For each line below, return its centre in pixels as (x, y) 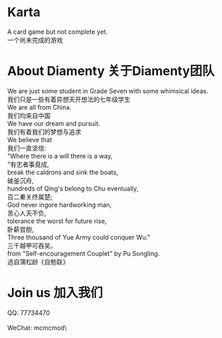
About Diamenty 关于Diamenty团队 (111, 71)
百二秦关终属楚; (30, 197)
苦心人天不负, (27, 213)
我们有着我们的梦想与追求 (44, 131)
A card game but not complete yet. (58, 32)
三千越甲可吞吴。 (32, 245)
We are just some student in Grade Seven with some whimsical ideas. (108, 91)
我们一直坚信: (27, 148)
